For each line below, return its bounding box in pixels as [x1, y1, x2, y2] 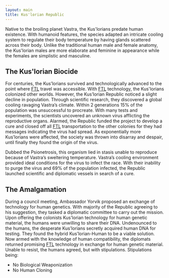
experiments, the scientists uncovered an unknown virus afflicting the [5, 113, 150, 119]
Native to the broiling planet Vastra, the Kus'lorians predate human [5, 26, 143, 32]
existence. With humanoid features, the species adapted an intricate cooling [5, 31, 163, 37]
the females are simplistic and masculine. [5, 52, 91, 58]
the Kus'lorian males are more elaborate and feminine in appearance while [5, 47, 160, 53]
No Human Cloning [12, 267, 52, 273]
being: [5, 252, 19, 258]
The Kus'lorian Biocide [5, 67, 78, 76]
